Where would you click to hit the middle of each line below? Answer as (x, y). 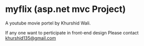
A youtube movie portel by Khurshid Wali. (48, 23)
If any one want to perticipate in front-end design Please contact (72, 32)
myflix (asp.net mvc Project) (66, 9)
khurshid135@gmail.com (31, 38)
